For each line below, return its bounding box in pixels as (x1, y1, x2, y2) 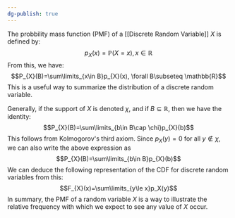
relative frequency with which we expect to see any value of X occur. (7, 203, 208, 211)
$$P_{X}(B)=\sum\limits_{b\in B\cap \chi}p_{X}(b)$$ (43, 124, 194, 132)
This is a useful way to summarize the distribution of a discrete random (7, 83, 214, 91)
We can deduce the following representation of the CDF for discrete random (7, 166, 229, 174)
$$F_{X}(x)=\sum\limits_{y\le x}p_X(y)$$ (59, 184, 178, 193)
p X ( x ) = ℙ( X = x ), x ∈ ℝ (84, 49, 153, 58)
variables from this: (7, 173, 64, 181)
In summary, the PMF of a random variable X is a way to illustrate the (7, 195, 207, 204)
